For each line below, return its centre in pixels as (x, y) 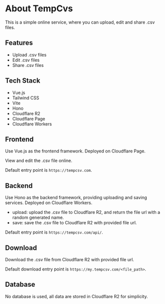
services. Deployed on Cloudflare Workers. (49, 203)
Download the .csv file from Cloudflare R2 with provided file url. (70, 259)
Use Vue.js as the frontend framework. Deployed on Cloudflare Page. (75, 151)
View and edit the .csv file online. (39, 161)
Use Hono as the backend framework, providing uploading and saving (76, 198)
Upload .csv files (29, 55)
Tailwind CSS (26, 98)
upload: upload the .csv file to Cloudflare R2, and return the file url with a (86, 213)
